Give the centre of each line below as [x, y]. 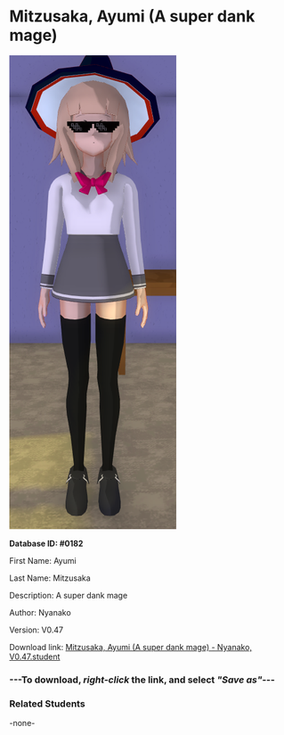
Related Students [48, 704]
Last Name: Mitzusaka [50, 578]
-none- [22, 723]
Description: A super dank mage [69, 595]
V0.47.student [35, 657]
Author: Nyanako [40, 612]
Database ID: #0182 [46, 543]
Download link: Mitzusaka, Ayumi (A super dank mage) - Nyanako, [130, 647]
